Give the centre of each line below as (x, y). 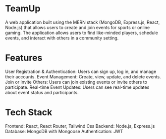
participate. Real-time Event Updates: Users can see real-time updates (77, 87)
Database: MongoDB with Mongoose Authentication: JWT (64, 131)
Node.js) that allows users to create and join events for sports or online (78, 27)
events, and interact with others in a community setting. (62, 38)
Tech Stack (29, 113)
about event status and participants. (42, 92)
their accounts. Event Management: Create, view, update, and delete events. (83, 76)
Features (24, 58)
